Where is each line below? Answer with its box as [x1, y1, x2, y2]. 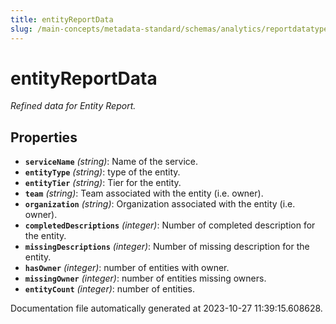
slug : [10, 24, 33, 34]
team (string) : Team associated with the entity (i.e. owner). [24, 187, 264, 200]
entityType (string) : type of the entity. [24, 166, 181, 178]
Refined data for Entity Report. [10, 100, 137, 112]
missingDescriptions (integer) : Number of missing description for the [24, 241, 310, 253]
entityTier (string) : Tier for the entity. [24, 177, 182, 189]
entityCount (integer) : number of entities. [24, 283, 196, 295]
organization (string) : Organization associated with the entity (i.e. [24, 198, 296, 210]
